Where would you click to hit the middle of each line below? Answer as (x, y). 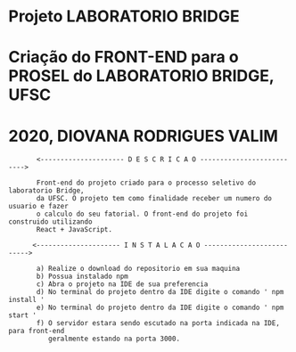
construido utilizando (50, 222)
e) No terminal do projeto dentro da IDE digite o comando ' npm (160, 308)
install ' (27, 300)
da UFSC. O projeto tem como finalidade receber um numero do (154, 199)
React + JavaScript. (74, 230)
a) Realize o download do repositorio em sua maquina (138, 269)
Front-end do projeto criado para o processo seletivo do (146, 183)
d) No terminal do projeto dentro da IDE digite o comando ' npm (160, 292)
